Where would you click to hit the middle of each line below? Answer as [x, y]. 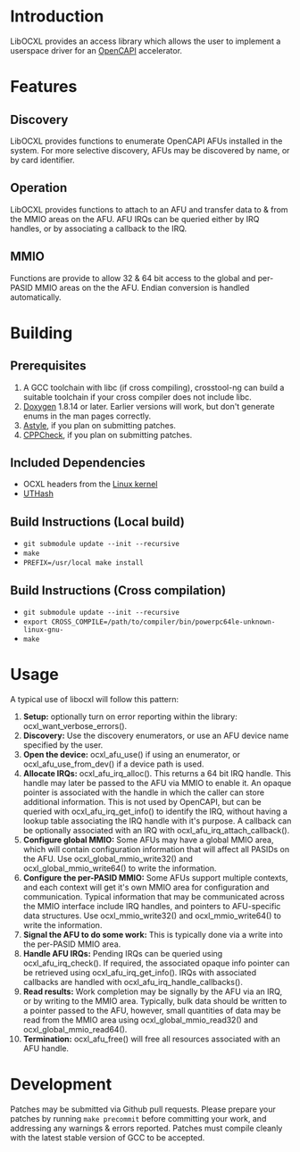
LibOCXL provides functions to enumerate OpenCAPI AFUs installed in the [146, 141]
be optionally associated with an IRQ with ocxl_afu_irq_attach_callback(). [156, 830]
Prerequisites [48, 366]
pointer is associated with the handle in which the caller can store [144, 792]
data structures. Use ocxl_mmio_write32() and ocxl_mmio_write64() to [152, 916]
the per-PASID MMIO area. [72, 944]
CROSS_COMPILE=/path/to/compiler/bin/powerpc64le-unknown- [163, 622]
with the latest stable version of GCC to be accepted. [108, 1137]
